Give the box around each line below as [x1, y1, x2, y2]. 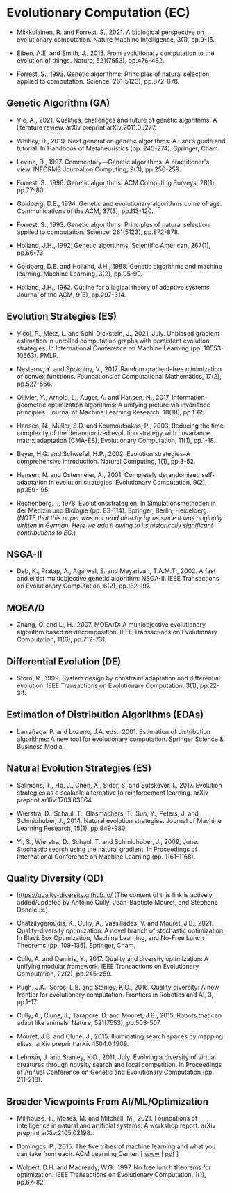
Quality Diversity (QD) [6, 873, 104, 884]
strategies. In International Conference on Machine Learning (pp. [16, 343, 202, 352]
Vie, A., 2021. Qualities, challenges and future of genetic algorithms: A [16, 116, 217, 124]
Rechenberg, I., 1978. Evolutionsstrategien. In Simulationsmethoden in [16, 499, 217, 507]
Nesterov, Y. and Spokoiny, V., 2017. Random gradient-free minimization [16, 364, 222, 373]
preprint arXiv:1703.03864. [16, 795, 94, 804]
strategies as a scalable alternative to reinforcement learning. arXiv [16, 788, 209, 797]
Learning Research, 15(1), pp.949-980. [16, 824, 128, 832]
